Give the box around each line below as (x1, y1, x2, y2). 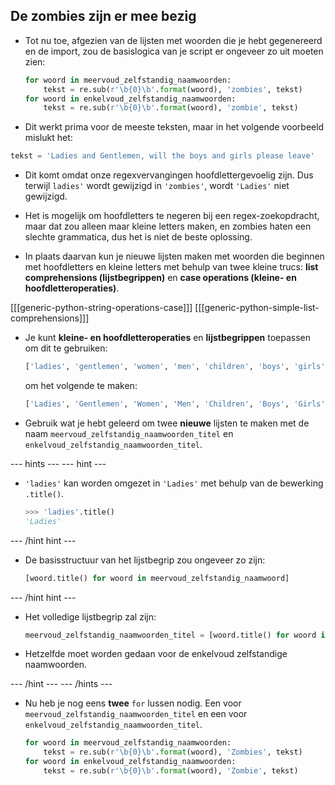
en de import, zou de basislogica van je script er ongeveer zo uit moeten (24, 45, 324, 57)
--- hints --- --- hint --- (10, 457, 107, 469)
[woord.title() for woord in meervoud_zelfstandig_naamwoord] (24, 573, 290, 583)
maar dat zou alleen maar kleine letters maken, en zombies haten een (24, 220, 312, 233)
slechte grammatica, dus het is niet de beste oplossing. (24, 231, 253, 243)
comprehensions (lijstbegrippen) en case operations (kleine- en (24, 272, 297, 284)
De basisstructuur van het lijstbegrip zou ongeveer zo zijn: (24, 554, 266, 566)
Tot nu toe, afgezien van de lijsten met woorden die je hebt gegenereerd (24, 34, 323, 46)
